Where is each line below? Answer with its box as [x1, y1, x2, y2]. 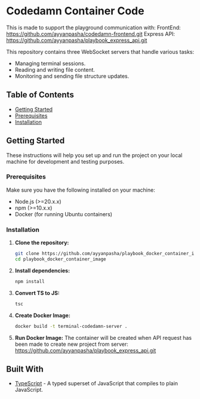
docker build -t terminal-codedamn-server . [14, 323, 128, 329]
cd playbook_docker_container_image [14, 256, 106, 262]
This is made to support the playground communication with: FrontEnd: [6, 24, 181, 31]
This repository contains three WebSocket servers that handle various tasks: [6, 48, 195, 55]
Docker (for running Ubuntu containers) [14, 210, 112, 217]
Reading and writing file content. [14, 66, 96, 73]
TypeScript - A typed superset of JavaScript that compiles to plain [14, 380, 178, 387]
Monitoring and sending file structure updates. [14, 72, 130, 79]
